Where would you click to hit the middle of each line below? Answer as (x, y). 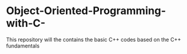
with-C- (26, 23)
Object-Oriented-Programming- (86, 11)
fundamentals (23, 46)
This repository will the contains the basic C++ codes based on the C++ (94, 39)
